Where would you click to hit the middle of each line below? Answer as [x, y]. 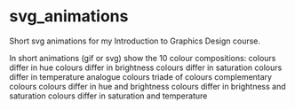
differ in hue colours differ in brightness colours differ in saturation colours [146, 67]
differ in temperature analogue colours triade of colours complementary [141, 76]
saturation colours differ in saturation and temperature [108, 96]
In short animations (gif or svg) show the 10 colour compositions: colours [143, 58]
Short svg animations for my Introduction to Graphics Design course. [135, 41]
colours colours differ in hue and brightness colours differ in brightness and [147, 86]
